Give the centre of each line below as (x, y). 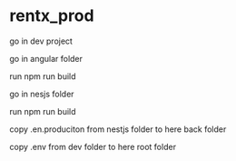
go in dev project (41, 41)
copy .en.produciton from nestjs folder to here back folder (118, 129)
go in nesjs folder (42, 94)
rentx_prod (52, 16)
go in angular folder (46, 58)
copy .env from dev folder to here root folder (93, 146)
